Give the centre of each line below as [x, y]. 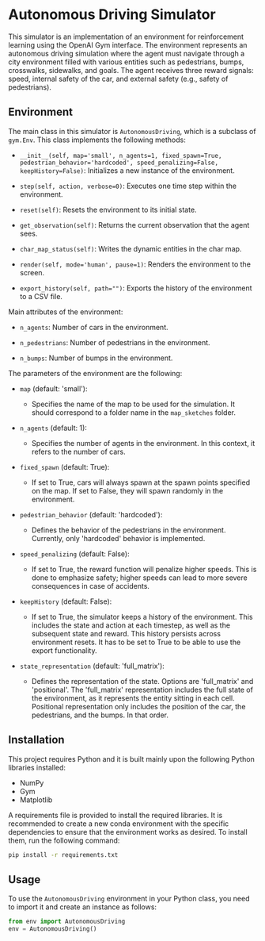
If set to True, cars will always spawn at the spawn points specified [141, 482]
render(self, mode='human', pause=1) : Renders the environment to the [135, 264]
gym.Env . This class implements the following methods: [97, 140]
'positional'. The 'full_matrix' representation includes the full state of [142, 689]
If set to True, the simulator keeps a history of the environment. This [142, 616]
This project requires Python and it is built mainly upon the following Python [131, 759]
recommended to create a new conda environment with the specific [119, 824]
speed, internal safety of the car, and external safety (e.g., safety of [118, 79]
